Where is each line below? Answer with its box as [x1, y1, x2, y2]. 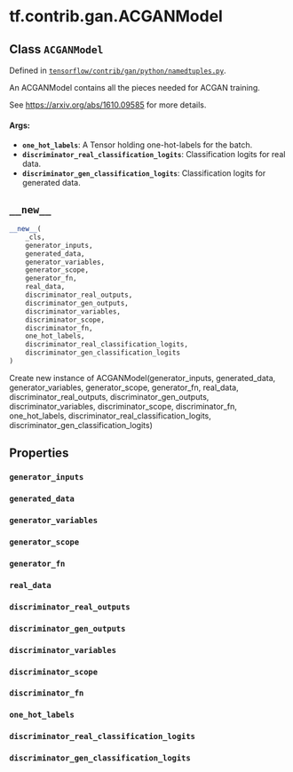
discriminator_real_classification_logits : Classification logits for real [21, 149, 286, 160]
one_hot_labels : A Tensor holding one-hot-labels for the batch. [21, 139, 253, 150]
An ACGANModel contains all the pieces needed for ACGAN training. [9, 83, 260, 92]
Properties [9, 446, 69, 461]
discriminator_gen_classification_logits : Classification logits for [21, 168, 266, 179]
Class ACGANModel [9, 42, 104, 57]
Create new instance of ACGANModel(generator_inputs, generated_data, [9, 372, 276, 383]
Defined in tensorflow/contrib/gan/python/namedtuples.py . [9, 65, 226, 76]
